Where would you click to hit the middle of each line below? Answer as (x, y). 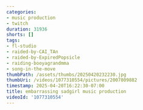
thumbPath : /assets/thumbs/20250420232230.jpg (66, 75)
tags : (13, 40)
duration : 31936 (27, 29)
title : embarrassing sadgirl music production (66, 92)
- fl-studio (21, 46)
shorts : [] (20, 35)
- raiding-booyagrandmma (38, 63)
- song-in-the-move (31, 69)
